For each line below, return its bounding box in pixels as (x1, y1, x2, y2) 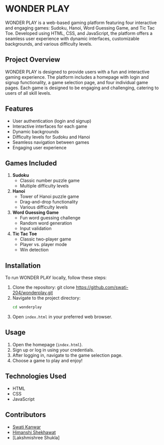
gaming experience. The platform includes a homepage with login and (5, 74, 149, 80)
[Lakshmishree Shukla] (12, 434, 60, 440)
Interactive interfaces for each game (12, 123, 87, 129)
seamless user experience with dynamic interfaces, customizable (5, 36, 140, 42)
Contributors (5, 410, 46, 419)
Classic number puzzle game (19, 177, 80, 183)
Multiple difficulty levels (19, 183, 69, 189)
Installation (5, 261, 41, 270)
